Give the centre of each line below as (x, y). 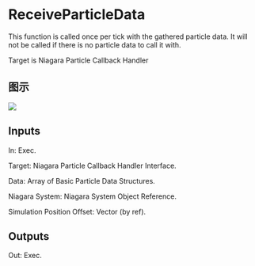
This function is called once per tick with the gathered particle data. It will (128, 36)
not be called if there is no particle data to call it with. (95, 44)
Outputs (29, 236)
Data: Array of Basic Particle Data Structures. (82, 180)
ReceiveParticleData (77, 15)
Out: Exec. (25, 256)
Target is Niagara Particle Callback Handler (78, 60)
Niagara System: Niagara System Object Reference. (92, 196)
